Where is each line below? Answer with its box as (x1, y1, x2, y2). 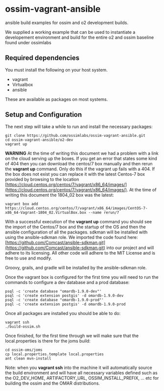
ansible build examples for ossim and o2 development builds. (5, 20, 129, 26)
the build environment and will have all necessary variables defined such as (5, 369, 158, 376)
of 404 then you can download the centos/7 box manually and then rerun (5, 160, 153, 166)
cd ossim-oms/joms (5, 347, 43, 352)
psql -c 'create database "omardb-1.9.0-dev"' (5, 288, 102, 294)
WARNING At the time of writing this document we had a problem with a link (5, 150, 159, 156)
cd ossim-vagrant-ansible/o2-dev (5, 137, 73, 142)
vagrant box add (5, 201, 38, 207)
